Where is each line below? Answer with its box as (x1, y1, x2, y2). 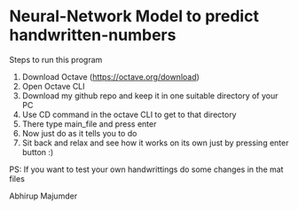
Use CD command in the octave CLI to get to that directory (21, 109, 237, 120)
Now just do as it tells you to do (21, 128, 137, 138)
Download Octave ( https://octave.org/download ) (21, 71, 200, 82)
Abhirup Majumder (9, 191, 78, 201)
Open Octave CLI (21, 81, 86, 91)
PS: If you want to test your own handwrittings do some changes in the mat (9, 164, 284, 175)
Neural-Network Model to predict (9, 6, 260, 27)
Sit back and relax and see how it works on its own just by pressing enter (21, 137, 289, 148)
